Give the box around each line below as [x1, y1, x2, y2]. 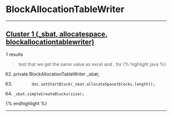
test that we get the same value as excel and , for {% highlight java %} [18, 61, 166, 67]
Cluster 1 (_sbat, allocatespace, [6, 30, 108, 38]
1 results [6, 51, 23, 57]
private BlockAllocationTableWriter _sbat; [13, 71, 100, 77]
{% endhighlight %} [6, 100, 47, 106]
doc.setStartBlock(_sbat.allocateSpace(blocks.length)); [32, 82, 155, 87]
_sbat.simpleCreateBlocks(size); [13, 91, 85, 97]
